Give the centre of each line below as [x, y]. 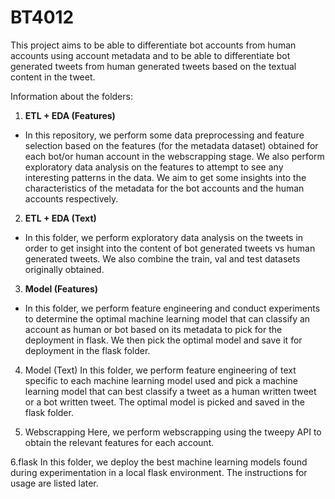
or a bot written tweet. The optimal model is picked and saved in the [165, 402]
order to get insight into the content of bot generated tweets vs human [170, 248]
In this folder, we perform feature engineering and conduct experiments [172, 308]
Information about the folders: [71, 96]
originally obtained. [64, 269]
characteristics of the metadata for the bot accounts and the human [164, 188]
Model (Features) [61, 288]
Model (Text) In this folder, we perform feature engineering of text [160, 370]
